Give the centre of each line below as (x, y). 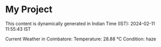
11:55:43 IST (18, 29)
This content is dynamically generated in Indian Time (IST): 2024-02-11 (80, 24)
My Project (29, 9)
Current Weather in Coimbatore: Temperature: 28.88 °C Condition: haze (81, 39)
